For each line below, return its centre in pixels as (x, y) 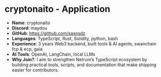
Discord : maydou (29, 28)
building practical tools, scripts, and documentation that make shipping (84, 65)
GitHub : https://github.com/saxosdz (48, 33)
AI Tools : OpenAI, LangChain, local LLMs (54, 54)
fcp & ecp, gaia (27, 49)
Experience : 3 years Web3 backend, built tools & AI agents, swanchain (84, 43)
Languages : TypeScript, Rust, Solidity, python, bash (65, 38)
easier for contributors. (35, 70)
